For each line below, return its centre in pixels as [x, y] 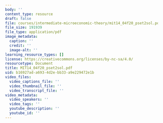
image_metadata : [21, 37]
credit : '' [20, 46]
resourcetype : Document [29, 63]
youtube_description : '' [34, 109]
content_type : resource [29, 14]
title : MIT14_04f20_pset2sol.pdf [39, 68]
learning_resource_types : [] [34, 54]
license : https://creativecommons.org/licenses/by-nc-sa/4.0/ [69, 59]
